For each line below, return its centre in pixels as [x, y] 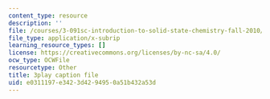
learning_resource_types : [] [57, 46]
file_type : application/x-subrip [64, 38]
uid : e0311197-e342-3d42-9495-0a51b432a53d [82, 82]
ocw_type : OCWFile [39, 61]
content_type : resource [48, 16]
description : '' [35, 23]
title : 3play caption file [53, 75]
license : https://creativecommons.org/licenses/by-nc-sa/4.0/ [115, 53]
